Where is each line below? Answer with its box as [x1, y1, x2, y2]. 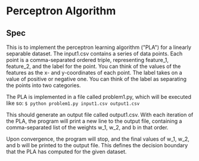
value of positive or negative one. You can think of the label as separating [6, 76, 186, 82]
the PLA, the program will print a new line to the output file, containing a [6, 117, 182, 125]
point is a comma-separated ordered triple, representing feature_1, [6, 57, 169, 63]
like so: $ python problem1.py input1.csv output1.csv [6, 100, 140, 107]
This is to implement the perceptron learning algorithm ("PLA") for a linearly [6, 44, 192, 51]
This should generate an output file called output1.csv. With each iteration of [6, 112, 194, 118]
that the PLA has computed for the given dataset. [6, 148, 127, 155]
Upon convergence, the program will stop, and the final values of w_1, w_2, [6, 135, 189, 143]
